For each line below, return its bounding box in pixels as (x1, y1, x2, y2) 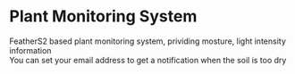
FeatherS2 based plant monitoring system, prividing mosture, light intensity (9, 36, 286, 46)
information (9, 45, 52, 55)
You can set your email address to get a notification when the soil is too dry (9, 54, 287, 65)
